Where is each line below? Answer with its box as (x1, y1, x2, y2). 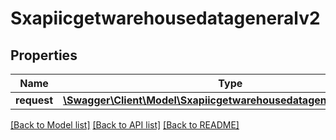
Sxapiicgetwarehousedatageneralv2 (10, 7, 321, 30)
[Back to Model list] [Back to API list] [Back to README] (10, 119, 240, 131)
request (15, 93, 54, 107)
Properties (10, 47, 78, 64)
